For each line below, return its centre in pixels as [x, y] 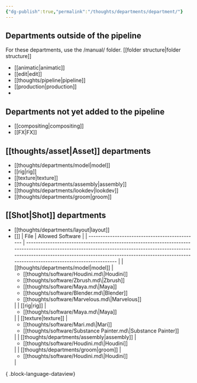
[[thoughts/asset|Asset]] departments [78, 151]
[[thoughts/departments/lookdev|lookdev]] [66, 191]
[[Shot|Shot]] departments [56, 215]
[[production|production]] [45, 87]
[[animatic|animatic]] [39, 68]
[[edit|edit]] [28, 74]
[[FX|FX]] [25, 132]
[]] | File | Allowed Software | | [51, 236]
